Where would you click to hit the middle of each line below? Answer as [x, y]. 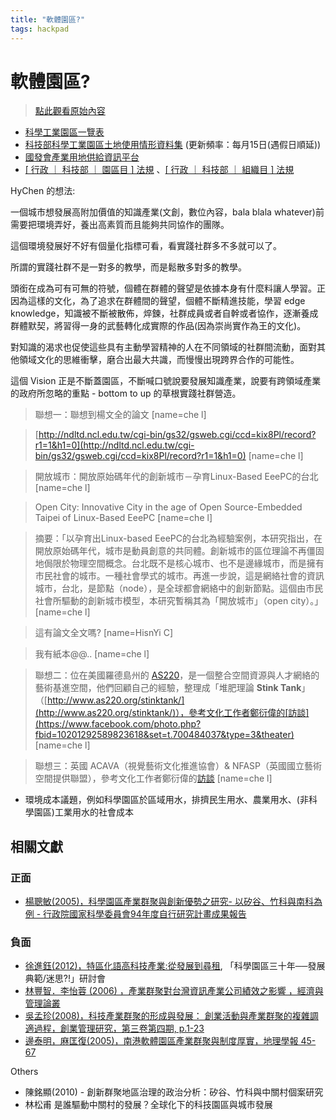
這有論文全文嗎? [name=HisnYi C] [104, 633]
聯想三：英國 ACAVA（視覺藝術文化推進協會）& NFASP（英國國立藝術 [178, 766]
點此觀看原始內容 [70, 111]
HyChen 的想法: [43, 191]
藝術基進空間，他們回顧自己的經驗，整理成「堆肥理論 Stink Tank [168, 688]
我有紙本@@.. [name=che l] [92, 654]
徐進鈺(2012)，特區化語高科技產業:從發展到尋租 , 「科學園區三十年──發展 [175, 966]
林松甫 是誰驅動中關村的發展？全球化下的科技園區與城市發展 [148, 1105]
